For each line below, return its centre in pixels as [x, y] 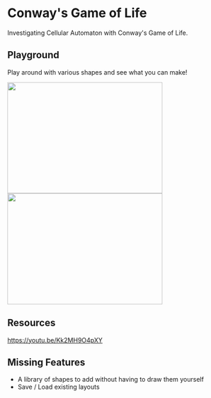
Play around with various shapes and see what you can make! [97, 72]
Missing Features [46, 362]
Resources [32, 323]
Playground [33, 55]
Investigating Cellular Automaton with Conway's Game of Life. [98, 33]
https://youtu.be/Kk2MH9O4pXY [55, 340]
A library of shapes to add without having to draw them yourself [110, 380]
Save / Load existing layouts [59, 387]
